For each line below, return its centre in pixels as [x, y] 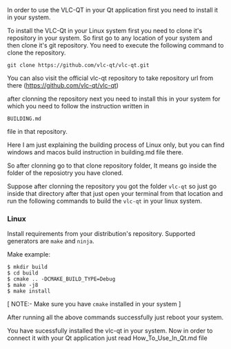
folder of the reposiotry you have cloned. [65, 173]
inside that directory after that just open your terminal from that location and [115, 193]
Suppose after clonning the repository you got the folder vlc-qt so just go [112, 186]
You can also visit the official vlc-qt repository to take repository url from [110, 78]
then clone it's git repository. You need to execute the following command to [115, 45]
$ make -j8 [23, 286]
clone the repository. [37, 52]
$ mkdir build [28, 267]
